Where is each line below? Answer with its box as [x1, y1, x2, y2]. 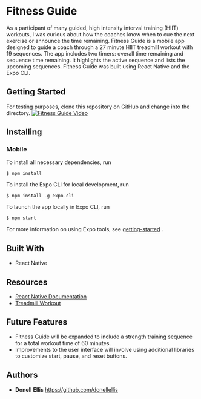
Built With [6, 243, 44, 254]
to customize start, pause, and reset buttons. [15, 352, 127, 360]
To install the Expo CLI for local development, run [6, 181, 129, 188]
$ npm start [6, 215, 36, 222]
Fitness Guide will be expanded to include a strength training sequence [15, 333, 193, 340]
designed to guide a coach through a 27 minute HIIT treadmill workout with [6, 44, 193, 51]
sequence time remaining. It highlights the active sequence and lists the [6, 56, 185, 64]
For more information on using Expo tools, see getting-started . [6, 226, 163, 233]
